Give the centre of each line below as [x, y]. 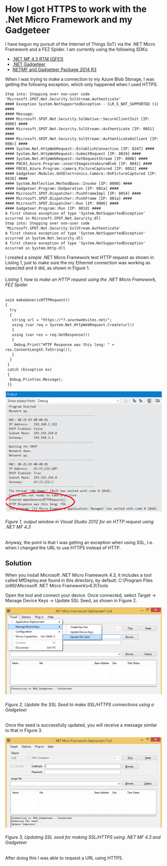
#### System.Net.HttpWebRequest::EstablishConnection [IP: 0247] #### [80, 149]
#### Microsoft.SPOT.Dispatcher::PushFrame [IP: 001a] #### [69, 198]
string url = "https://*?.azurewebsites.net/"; [62, 320]
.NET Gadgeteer [29, 64]
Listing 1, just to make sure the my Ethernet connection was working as [78, 262]
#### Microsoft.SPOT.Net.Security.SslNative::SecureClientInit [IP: [78, 119]
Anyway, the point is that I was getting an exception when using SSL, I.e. [79, 542]
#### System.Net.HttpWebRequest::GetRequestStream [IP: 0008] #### [77, 158]
